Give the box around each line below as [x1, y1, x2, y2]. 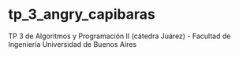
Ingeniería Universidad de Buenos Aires [8, 39, 137, 48]
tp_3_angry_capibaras [8, 5, 155, 23]
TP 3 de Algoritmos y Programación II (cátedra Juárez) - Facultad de [8, 31, 231, 41]
